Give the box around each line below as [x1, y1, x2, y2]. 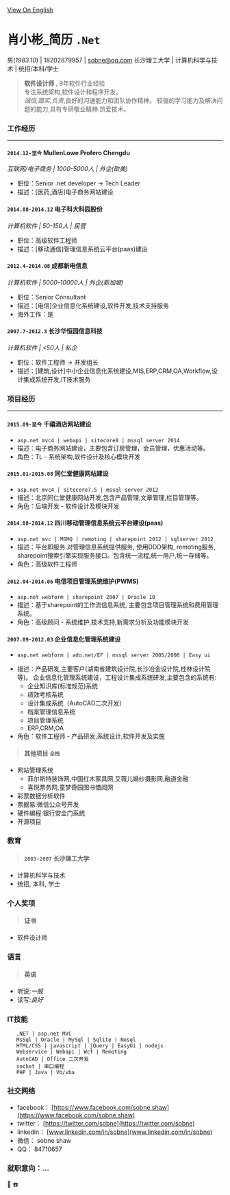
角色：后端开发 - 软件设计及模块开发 [16, 501, 120, 510]
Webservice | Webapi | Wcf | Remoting [16, 1049, 127, 1056]
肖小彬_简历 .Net [7, 32, 101, 47]
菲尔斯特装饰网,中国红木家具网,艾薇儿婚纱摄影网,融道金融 [27, 774, 189, 782]
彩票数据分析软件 [16, 791, 66, 799]
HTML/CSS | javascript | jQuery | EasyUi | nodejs [16, 1043, 164, 1049]
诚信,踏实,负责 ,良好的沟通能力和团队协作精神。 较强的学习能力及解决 [23, 96, 217, 104]
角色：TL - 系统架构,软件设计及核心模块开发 [16, 453, 141, 461]
